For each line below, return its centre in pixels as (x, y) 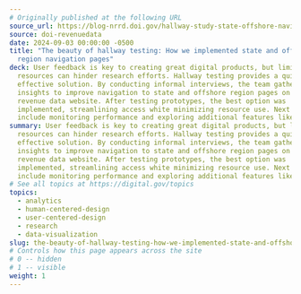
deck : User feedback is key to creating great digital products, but (142, 68)
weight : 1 (28, 276)
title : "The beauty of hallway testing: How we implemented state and (144, 51)
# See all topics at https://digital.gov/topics (102, 185)
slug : (19, 243)
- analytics (40, 201)
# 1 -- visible (38, 268)
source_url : (31, 26)
